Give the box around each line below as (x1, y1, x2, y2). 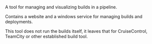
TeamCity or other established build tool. (5, 34, 88, 39)
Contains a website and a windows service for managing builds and (5, 14, 143, 19)
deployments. (5, 19, 33, 24)
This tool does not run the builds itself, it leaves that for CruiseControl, (5, 28, 148, 34)
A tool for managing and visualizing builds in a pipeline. (5, 4, 117, 10)
